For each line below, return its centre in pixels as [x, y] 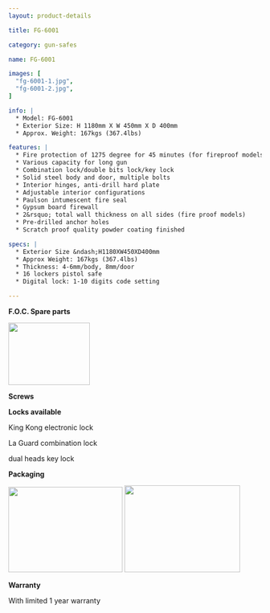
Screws [21, 396]
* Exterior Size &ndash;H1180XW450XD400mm [88, 251]
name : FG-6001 [32, 59]
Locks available [35, 412]
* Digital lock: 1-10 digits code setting [88, 282]
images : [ [25, 74]
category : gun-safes [43, 45]
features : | [28, 148]
